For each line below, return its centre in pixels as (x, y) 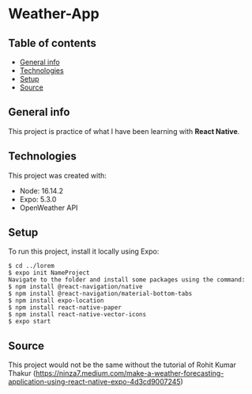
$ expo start (30, 322)
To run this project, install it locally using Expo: (84, 251)
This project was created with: (57, 175)
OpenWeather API (49, 208)
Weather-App (54, 14)
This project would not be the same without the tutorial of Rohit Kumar (122, 365)
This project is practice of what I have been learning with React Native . (124, 131)
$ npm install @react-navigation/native (76, 287)
